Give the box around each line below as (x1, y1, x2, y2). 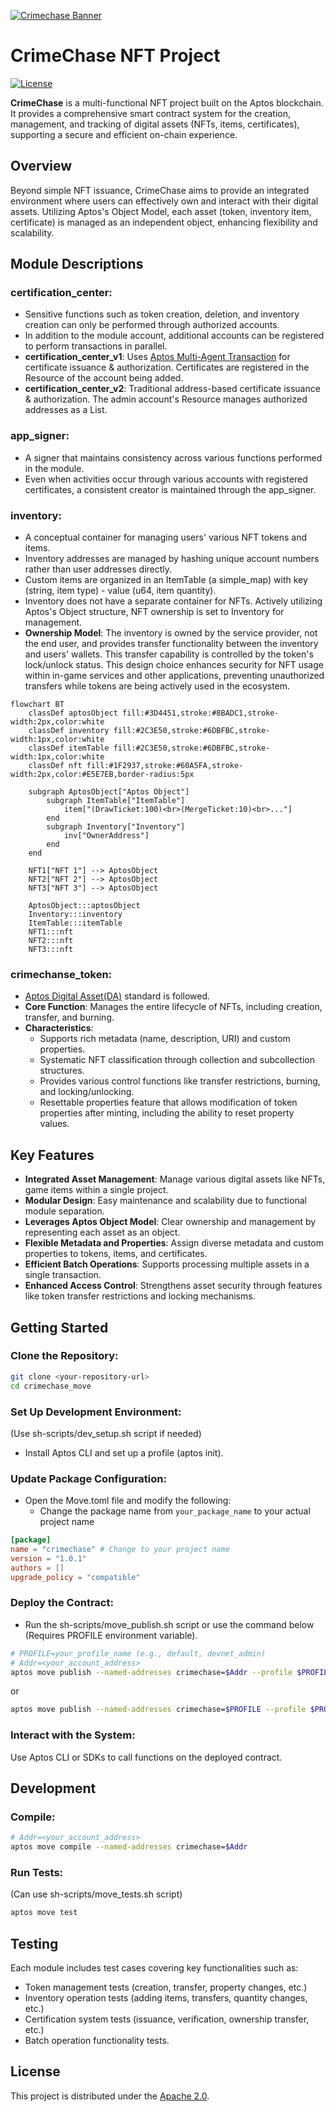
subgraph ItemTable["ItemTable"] (46, 796, 186, 806)
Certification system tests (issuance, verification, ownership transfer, (24, 2013, 310, 2025)
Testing (10, 1935, 59, 1952)
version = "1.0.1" (10, 1553, 87, 1564)
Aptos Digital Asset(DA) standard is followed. (24, 990, 211, 1002)
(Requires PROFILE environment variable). (24, 1629, 198, 1641)
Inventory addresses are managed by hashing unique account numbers (24, 553, 320, 565)
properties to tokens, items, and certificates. (24, 1248, 208, 1260)
